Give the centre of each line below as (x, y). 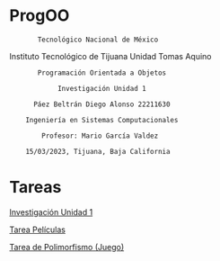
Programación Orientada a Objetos (102, 73)
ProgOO (40, 16)
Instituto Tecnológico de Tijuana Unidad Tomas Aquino (110, 56)
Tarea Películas (37, 229)
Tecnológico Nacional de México (98, 40)
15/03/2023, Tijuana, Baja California (98, 151)
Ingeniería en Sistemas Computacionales (102, 120)
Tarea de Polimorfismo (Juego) (67, 247)
